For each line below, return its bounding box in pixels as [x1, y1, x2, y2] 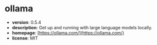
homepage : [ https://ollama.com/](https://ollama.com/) [11, 30, 124, 36]
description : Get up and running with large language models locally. [11, 24, 153, 30]
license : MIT [11, 35, 38, 41]
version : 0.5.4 [11, 19, 41, 25]
